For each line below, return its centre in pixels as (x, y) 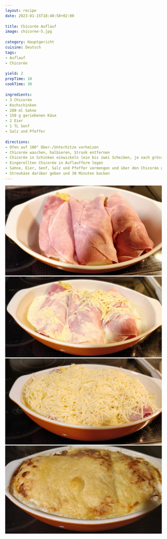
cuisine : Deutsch (23, 47)
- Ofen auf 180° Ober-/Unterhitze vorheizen (52, 147)
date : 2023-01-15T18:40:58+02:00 (40, 16)
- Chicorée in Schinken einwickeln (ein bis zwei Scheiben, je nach (78, 158)
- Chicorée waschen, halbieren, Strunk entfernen (58, 152)
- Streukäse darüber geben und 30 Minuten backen (58, 173)
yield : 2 (14, 74)
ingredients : (19, 95)
